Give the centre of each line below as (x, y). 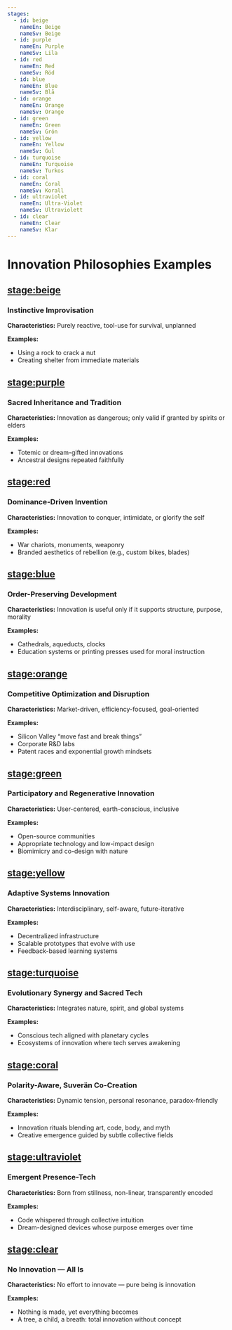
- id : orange (33, 99)
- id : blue (29, 79)
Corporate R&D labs (46, 744)
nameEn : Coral (40, 184)
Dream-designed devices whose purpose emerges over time (105, 1227)
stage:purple (36, 382)
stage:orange (37, 673)
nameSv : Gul (37, 151)
